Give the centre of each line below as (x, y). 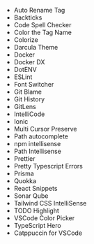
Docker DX (29, 62)
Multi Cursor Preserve (45, 129)
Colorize (26, 40)
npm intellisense (37, 144)
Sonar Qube (31, 196)
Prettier (24, 159)
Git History (29, 99)
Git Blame (28, 92)
